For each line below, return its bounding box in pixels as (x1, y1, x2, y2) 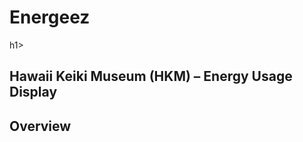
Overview (9, 117, 72, 135)
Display (9, 84, 58, 101)
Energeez (9, 6, 91, 29)
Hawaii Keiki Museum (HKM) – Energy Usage (9, 68, 293, 85)
